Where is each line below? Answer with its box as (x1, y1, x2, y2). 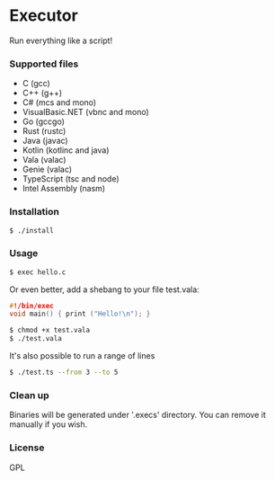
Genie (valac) (22, 164, 73, 175)
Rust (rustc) (22, 126, 67, 137)
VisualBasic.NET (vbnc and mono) (22, 107, 150, 118)
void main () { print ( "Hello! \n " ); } (9, 309, 151, 319)
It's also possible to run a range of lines (9, 351, 155, 361)
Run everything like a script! (9, 35, 113, 46)
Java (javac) (22, 136, 69, 147)
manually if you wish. (9, 419, 88, 430)
